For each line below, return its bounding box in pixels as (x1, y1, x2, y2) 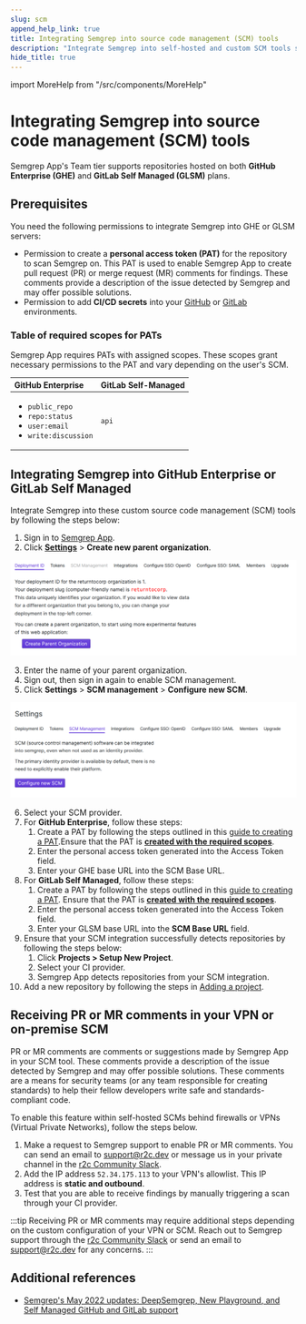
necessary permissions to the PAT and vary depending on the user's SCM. (10, 360, 289, 371)
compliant (10, 1094, 48, 1105)
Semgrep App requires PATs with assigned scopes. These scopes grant (10, 350, 278, 361)
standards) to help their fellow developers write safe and (10, 1085, 222, 1095)
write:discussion (27, 431, 94, 441)
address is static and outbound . (23, 1177, 145, 1188)
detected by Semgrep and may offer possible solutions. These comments (10, 1065, 285, 1076)
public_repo (27, 402, 74, 412)
